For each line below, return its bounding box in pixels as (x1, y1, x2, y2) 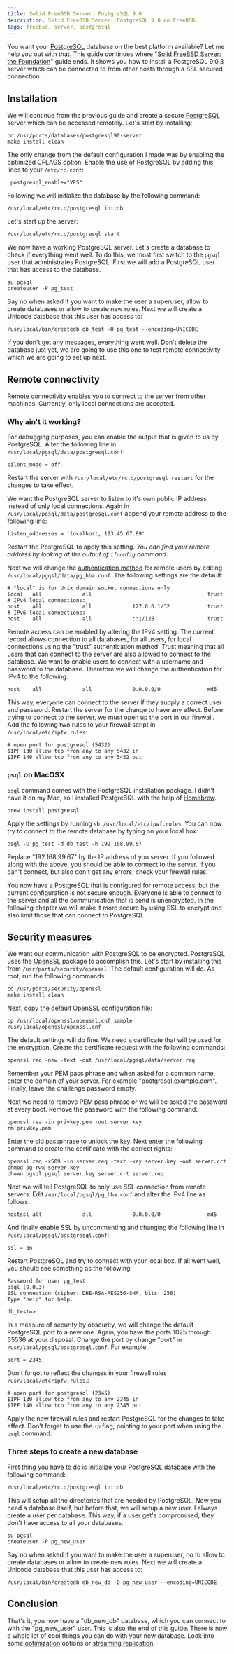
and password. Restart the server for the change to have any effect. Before (7, 706, 224, 714)
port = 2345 (7, 1357, 42, 1364)
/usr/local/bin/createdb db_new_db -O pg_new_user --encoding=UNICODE (7, 1578, 217, 1586)
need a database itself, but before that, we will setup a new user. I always (7, 1503, 218, 1512)
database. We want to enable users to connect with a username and (7, 657, 204, 666)
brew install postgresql (7, 807, 80, 814)
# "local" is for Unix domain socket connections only (7, 585, 170, 592)
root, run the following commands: (7, 972, 106, 980)
